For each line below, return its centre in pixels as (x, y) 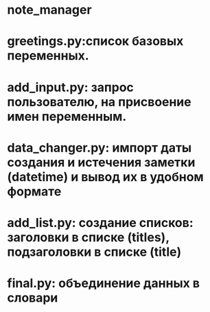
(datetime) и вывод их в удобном (105, 177)
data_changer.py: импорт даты (100, 148)
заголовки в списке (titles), (88, 237)
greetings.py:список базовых (95, 41)
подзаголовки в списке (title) (94, 252)
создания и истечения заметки (101, 162)
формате (34, 191)
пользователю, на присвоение (99, 102)
